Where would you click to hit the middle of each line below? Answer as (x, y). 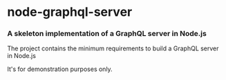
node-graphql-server (70, 12)
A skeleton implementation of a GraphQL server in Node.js (107, 34)
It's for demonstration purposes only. (60, 69)
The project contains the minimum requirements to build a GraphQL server (113, 48)
